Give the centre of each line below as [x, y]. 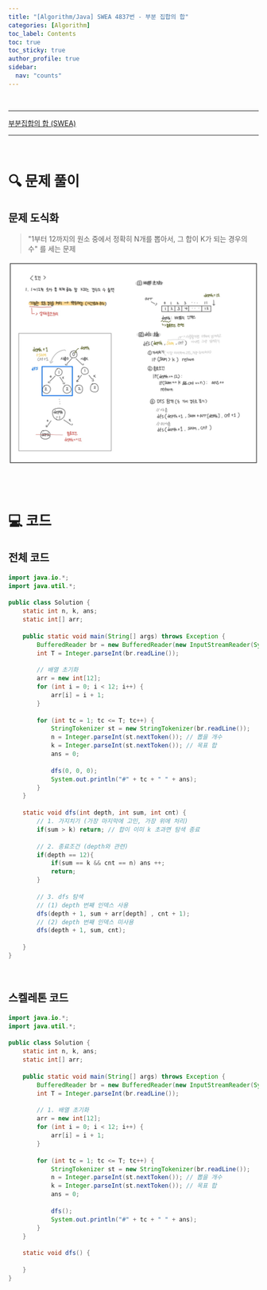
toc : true [25, 42]
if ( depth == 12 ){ [65, 855]
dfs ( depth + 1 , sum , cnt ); [81, 931]
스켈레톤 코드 [39, 998]
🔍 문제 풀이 [44, 181]
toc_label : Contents [43, 33]
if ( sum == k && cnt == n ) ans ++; [108, 863]
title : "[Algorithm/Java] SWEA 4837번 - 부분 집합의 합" [99, 17]
